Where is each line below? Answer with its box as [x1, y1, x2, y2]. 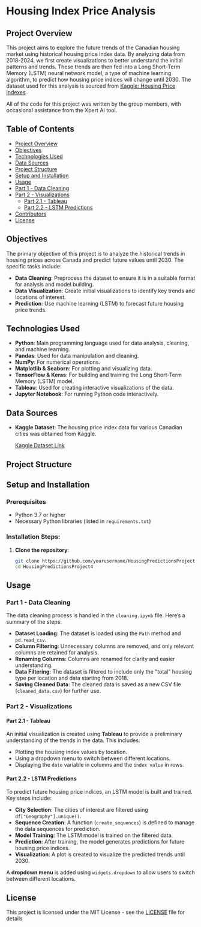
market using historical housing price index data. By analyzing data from [6, 50, 185, 58]
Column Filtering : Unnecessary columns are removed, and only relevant [14, 642, 194, 650]
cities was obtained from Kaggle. [14, 430, 97, 438]
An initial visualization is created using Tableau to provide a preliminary [6, 731, 182, 738]
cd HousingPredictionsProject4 [14, 563, 94, 570]
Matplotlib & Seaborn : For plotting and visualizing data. [14, 365, 152, 372]
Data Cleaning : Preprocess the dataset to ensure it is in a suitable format [14, 274, 196, 282]
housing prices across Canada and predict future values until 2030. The [6, 256, 184, 264]
